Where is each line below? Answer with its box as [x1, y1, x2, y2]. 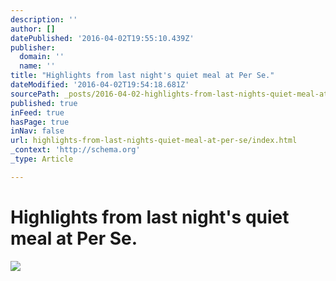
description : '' [10, 14, 78, 25]
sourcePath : [10, 89, 60, 99]
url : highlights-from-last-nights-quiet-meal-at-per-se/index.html [10, 136, 298, 146]
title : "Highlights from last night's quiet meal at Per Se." [10, 71, 275, 81]
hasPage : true [10, 117, 70, 127]
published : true [10, 98, 78, 108]
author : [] [10, 24, 56, 34]
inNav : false [10, 126, 65, 136]
